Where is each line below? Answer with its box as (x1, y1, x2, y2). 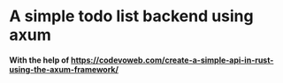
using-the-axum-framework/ (9, 64, 119, 74)
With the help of (9, 55, 70, 65)
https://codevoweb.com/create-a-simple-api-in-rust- (70, 55, 274, 65)
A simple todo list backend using (9, 6, 254, 26)
